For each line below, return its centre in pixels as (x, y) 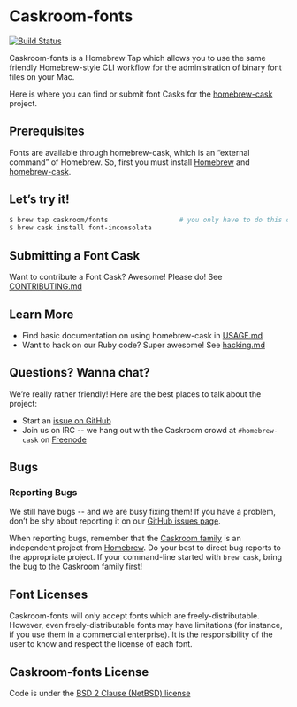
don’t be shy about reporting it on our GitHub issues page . (115, 521)
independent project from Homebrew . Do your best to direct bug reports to (145, 548)
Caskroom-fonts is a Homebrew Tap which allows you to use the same (138, 58)
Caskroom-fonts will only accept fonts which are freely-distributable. (135, 616)
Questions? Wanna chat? (80, 373)
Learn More (42, 314)
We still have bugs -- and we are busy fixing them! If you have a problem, (143, 512)
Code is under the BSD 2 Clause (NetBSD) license (100, 694)
